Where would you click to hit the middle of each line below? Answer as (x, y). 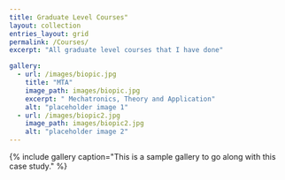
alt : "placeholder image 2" (77, 132)
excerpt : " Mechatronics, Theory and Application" (120, 99)
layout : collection (45, 26)
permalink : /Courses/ (49, 42)
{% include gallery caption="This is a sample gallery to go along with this (142, 157)
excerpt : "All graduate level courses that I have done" (116, 50)
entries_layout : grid (49, 34)
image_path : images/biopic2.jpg (85, 124)
